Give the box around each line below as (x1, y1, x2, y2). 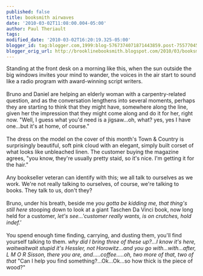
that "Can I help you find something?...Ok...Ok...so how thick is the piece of (6, 257, 193, 265)
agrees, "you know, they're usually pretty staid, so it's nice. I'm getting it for (6, 155, 195, 162)
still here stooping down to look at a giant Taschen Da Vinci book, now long (6, 206, 193, 213)
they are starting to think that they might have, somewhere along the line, (6, 103, 188, 111)
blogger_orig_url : (6, 48, 53, 54)
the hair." (6, 161, 29, 168)
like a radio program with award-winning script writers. (6, 77, 143, 85)
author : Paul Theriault (6, 25, 66, 32)
